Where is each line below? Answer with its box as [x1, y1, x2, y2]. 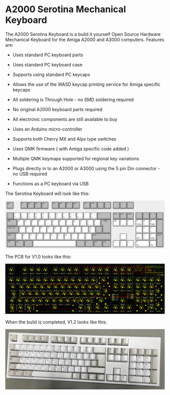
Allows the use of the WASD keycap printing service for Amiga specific [12, 81, 161, 87]
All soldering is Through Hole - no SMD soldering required [12, 96, 134, 103]
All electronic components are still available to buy [12, 116, 118, 122]
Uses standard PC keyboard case [12, 61, 82, 68]
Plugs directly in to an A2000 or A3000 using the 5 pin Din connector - [12, 165, 160, 171]
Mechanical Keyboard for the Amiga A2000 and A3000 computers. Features [5, 37, 164, 43]
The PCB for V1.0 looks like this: [5, 254, 72, 260]
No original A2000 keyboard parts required [12, 106, 103, 112]
